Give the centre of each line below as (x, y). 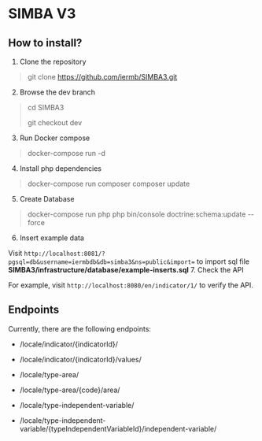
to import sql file (223, 261)
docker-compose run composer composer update (109, 183)
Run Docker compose (55, 138)
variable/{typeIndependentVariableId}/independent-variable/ (118, 428)
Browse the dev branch (57, 92)
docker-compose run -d (66, 153)
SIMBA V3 (42, 14)
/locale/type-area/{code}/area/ (70, 390)
